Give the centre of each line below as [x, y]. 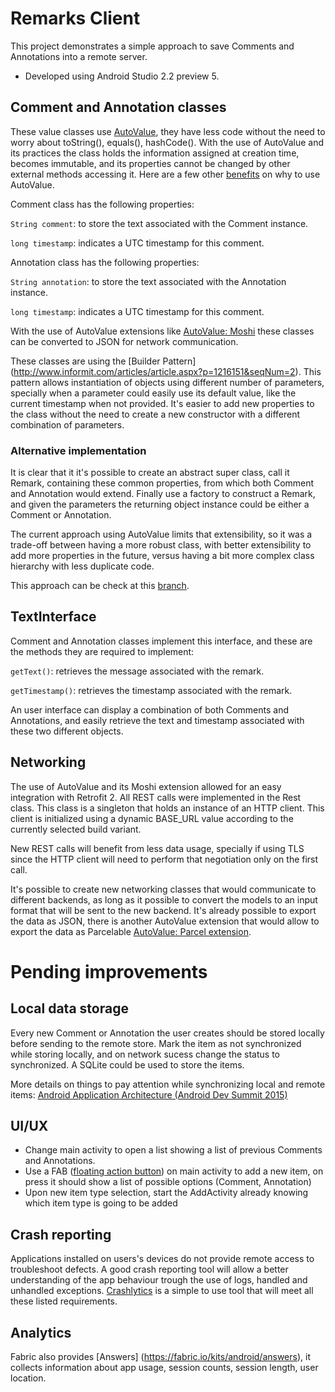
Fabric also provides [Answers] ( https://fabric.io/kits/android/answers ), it [161, 1357]
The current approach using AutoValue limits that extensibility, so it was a [161, 534]
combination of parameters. [67, 424]
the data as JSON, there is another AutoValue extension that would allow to [165, 921]
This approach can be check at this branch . [100, 586]
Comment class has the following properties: [102, 204]
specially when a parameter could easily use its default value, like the [153, 393]
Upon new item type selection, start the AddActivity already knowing [166, 1193]
